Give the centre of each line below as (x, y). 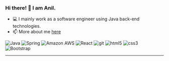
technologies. (27, 26)
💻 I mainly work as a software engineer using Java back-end (76, 19)
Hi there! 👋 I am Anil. (31, 8)
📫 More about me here (37, 32)
